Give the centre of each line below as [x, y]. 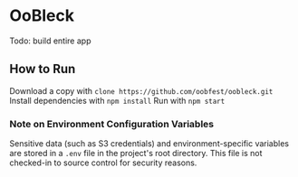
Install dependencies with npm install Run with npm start [117, 100]
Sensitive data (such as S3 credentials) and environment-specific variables [149, 144]
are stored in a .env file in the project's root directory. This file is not [136, 154]
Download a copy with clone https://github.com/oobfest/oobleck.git [141, 90]
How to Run [43, 69]
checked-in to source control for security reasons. [103, 163]
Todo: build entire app [50, 41]
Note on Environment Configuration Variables [112, 124]
